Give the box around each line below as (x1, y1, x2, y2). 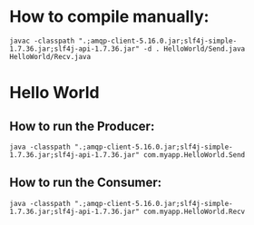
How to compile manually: (9, 6, 210, 27)
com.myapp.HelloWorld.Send (143, 150, 246, 160)
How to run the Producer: (9, 118, 155, 133)
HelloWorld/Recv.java (9, 52, 92, 61)
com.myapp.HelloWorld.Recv (143, 207, 246, 216)
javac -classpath (9, 36, 75, 45)
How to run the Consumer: (9, 175, 161, 191)
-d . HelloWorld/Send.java (143, 44, 246, 54)
